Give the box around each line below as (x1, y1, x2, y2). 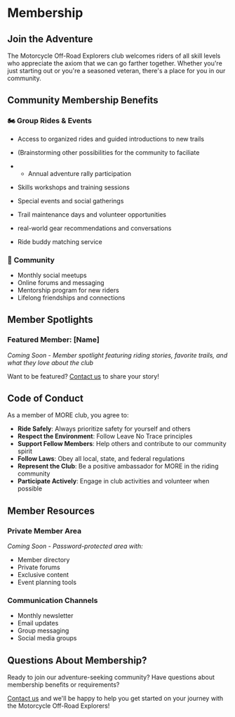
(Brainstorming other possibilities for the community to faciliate (17, 148, 200, 156)
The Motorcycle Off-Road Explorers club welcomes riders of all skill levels (7, 51, 221, 60)
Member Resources (7, 505, 95, 516)
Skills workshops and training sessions (17, 183, 130, 191)
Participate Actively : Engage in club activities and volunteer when (17, 477, 210, 486)
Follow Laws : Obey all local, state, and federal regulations (17, 455, 185, 463)
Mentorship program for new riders (17, 286, 119, 294)
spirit (17, 447, 33, 455)
